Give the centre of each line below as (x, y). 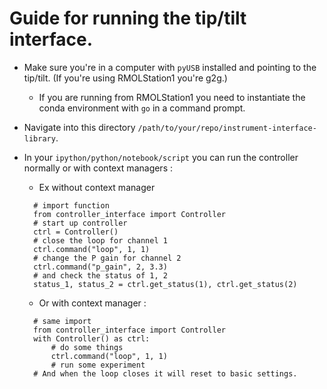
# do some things (87, 347)
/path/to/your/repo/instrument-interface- (227, 128)
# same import (62, 321)
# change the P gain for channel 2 (107, 258)
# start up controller (80, 223)
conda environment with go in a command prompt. (142, 108)
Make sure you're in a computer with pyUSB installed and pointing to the (170, 67)
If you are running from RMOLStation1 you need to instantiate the (172, 97)
